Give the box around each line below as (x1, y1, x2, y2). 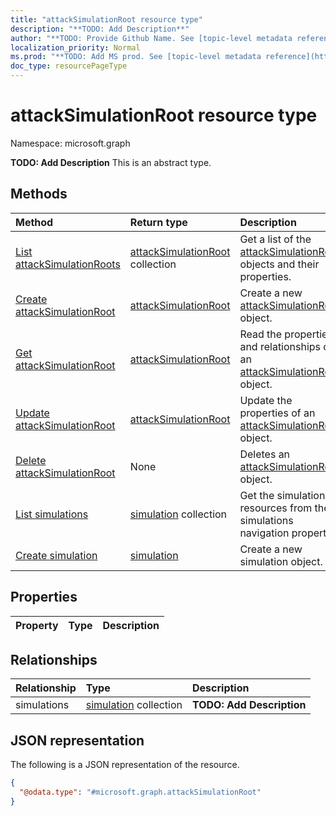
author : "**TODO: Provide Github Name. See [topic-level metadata (10, 33, 293, 43)
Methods (10, 186, 68, 203)
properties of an (239, 406, 316, 420)
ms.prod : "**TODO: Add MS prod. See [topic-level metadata (10, 52, 262, 62)
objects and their (239, 257, 320, 271)
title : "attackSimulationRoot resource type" (10, 14, 203, 25)
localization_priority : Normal (10, 42, 141, 53)
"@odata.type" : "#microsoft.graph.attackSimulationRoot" (19, 787, 262, 798)
